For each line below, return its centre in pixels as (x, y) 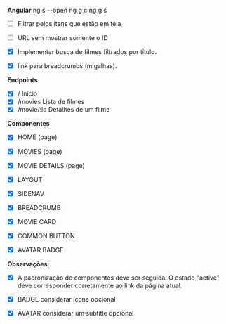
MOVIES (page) (40, 151)
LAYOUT (30, 179)
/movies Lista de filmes (51, 102)
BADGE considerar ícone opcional (66, 299)
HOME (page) (37, 137)
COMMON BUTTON (46, 235)
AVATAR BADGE (40, 250)
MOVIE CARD (37, 221)
